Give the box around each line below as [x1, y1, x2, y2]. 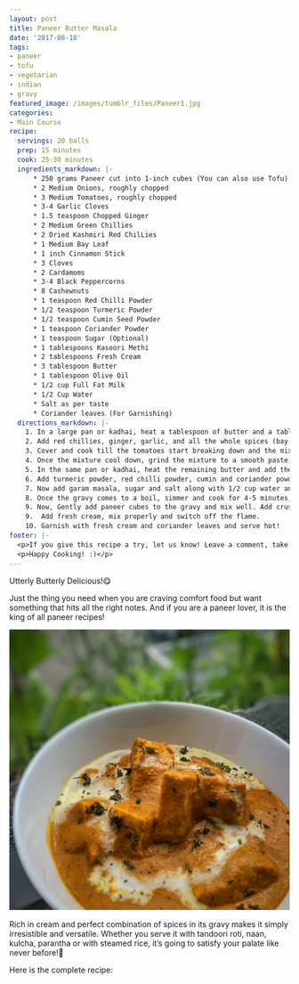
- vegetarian [9, 71, 58, 80]
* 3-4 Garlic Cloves [32, 202, 109, 211]
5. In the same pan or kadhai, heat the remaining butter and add [25, 465, 277, 474]
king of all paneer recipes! [9, 611, 105, 622]
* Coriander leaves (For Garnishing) [32, 409, 174, 418]
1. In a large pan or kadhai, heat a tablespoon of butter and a [25, 427, 273, 436]
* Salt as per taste [32, 399, 109, 409]
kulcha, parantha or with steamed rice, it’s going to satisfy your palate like [9, 938, 279, 948]
